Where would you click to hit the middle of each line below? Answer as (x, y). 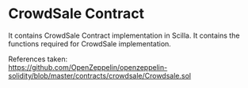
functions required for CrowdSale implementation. (90, 43)
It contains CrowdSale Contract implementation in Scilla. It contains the (124, 35)
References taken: (38, 59)
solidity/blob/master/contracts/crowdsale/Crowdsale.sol (100, 75)
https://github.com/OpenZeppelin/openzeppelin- (88, 67)
